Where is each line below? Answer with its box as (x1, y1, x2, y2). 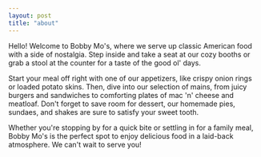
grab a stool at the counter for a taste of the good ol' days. (8, 57, 202, 68)
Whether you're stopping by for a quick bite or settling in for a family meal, (8, 123, 254, 132)
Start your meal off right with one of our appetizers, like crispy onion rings (8, 73, 252, 83)
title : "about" (8, 19, 59, 27)
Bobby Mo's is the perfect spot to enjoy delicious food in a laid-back (8, 131, 234, 140)
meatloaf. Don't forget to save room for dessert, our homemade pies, (8, 99, 236, 108)
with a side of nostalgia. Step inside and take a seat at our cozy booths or (8, 49, 251, 59)
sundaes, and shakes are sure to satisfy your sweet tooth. (8, 107, 199, 116)
